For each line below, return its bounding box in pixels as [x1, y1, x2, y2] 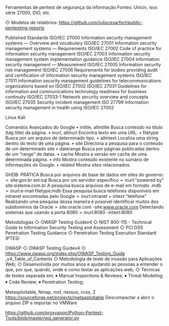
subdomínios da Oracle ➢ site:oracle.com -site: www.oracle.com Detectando [5, 204, 164, 210]
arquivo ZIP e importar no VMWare [5, 300, 77, 306]
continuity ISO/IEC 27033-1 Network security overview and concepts [5, 94, 149, 100]
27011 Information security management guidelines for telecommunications [5, 78, 161, 84]
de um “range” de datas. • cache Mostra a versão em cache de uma [5, 151, 147, 157]
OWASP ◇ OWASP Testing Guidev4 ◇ [5, 245, 86, 251]
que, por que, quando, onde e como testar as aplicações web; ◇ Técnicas [5, 267, 160, 272]
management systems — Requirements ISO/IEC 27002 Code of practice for [5, 46, 162, 51]
